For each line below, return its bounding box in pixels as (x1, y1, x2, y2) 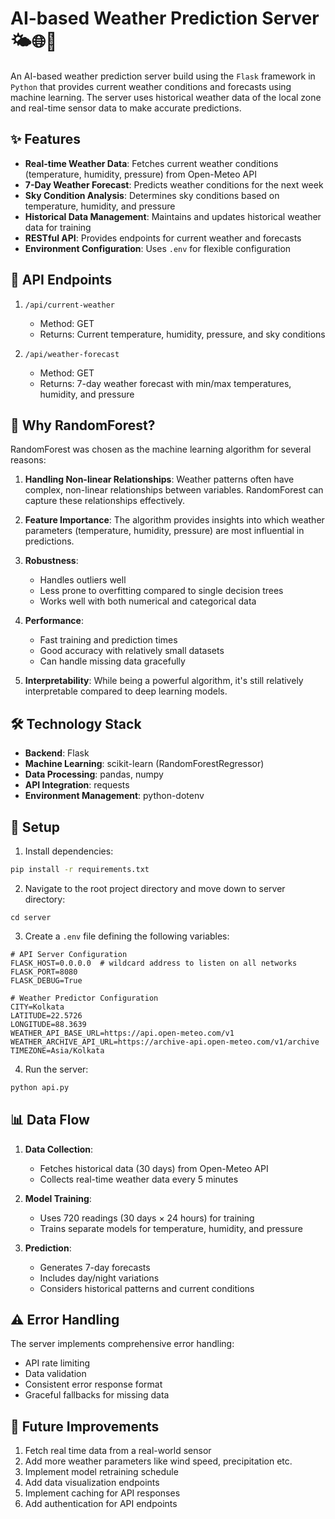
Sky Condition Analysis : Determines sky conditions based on (24, 189, 280, 201)
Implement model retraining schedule (24, 1466, 179, 1478)
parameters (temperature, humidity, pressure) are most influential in (24, 525, 305, 537)
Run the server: (24, 1063, 89, 1075)
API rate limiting (24, 1357, 91, 1369)
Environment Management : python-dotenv (24, 790, 205, 802)
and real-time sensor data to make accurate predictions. (10, 102, 242, 114)
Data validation (24, 1368, 87, 1380)
